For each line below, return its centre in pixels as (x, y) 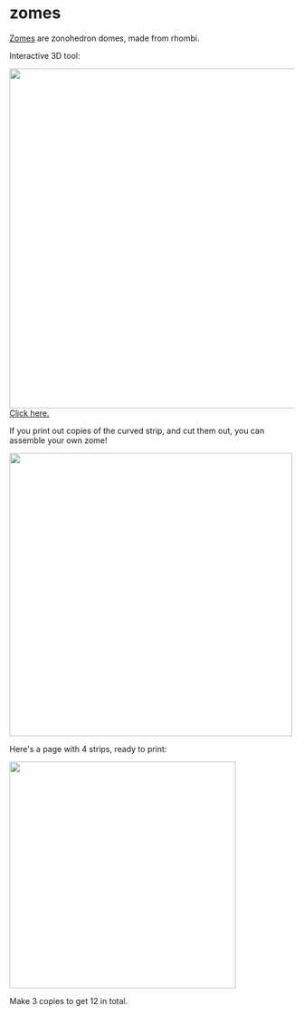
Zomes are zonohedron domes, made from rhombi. (104, 38)
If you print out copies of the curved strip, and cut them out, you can (137, 430)
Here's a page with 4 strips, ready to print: (88, 749)
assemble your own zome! (58, 440)
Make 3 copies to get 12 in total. (69, 1000)
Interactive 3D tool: (45, 55)
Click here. (29, 413)
